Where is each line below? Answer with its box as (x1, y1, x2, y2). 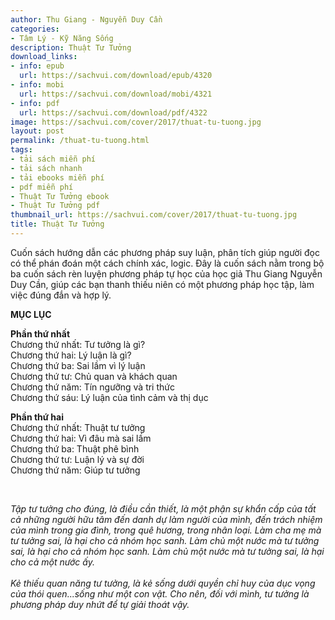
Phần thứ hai (10, 411, 65, 423)
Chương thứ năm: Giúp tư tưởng (10, 464, 141, 476)
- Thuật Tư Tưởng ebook (10, 191, 110, 201)
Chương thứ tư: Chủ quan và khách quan (10, 370, 178, 382)
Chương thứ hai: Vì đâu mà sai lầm (10, 432, 152, 444)
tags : (10, 145, 33, 155)
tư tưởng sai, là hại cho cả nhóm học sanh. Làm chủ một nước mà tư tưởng (10, 534, 320, 546)
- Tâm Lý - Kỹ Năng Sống (10, 33, 114, 43)
